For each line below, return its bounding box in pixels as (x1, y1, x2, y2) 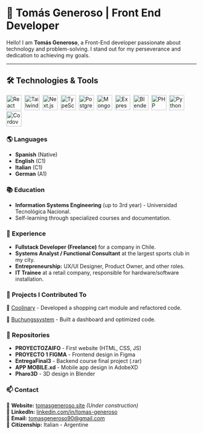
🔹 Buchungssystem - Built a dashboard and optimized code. (6, 316, 156, 323)
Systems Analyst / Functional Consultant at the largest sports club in (14, 249, 190, 257)
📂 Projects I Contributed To (6, 290, 87, 299)
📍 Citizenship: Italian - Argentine (6, 421, 89, 428)
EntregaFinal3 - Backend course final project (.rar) (14, 357, 142, 365)
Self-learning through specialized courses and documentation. (14, 214, 171, 222)
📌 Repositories (6, 331, 50, 339)
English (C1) (14, 158, 47, 165)
